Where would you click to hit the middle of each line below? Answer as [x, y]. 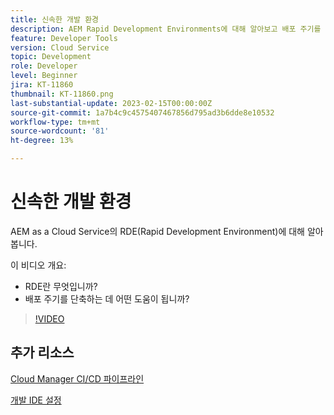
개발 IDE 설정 [36, 400]
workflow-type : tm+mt [55, 122]
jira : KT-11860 [42, 85]
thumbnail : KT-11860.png [62, 94]
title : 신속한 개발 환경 [55, 19]
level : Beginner [44, 76]
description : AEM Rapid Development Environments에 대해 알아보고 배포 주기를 [166, 29]
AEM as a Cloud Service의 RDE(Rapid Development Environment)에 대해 [157, 231]
